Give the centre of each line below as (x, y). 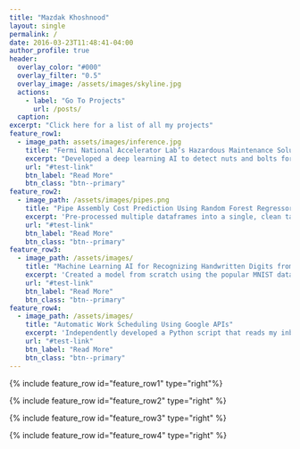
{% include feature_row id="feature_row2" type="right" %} (118, 400)
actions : (33, 92)
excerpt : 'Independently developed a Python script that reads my (151, 333)
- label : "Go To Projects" (75, 100)
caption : (33, 117)
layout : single (37, 26)
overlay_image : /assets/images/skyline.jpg (99, 84)
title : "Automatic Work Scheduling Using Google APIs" (129, 325)
